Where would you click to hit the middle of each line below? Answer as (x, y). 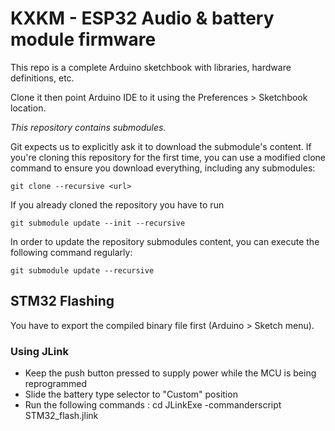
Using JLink (39, 351)
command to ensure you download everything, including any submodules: (163, 168)
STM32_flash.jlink (61, 416)
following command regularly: (71, 252)
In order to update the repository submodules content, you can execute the (165, 241)
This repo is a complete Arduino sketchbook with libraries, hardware (151, 67)
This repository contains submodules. (88, 127)
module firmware (83, 39)
